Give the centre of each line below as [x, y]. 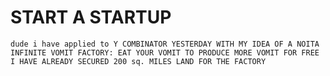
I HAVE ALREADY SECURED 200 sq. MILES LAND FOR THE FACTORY [138, 61]
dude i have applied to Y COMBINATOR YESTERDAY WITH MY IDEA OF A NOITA [165, 44]
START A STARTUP [91, 17]
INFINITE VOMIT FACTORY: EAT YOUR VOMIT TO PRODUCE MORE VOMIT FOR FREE [165, 52]
